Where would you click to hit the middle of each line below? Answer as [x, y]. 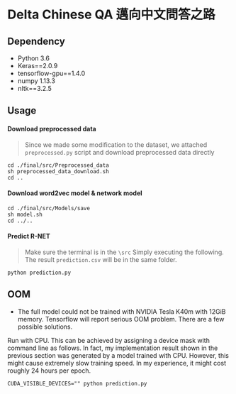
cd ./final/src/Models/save [49, 208]
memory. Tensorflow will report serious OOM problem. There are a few [121, 319]
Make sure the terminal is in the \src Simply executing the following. [124, 252]
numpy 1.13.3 [36, 81]
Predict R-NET [29, 236]
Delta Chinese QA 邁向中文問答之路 [112, 15]
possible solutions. [45, 327]
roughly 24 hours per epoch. [49, 371]
